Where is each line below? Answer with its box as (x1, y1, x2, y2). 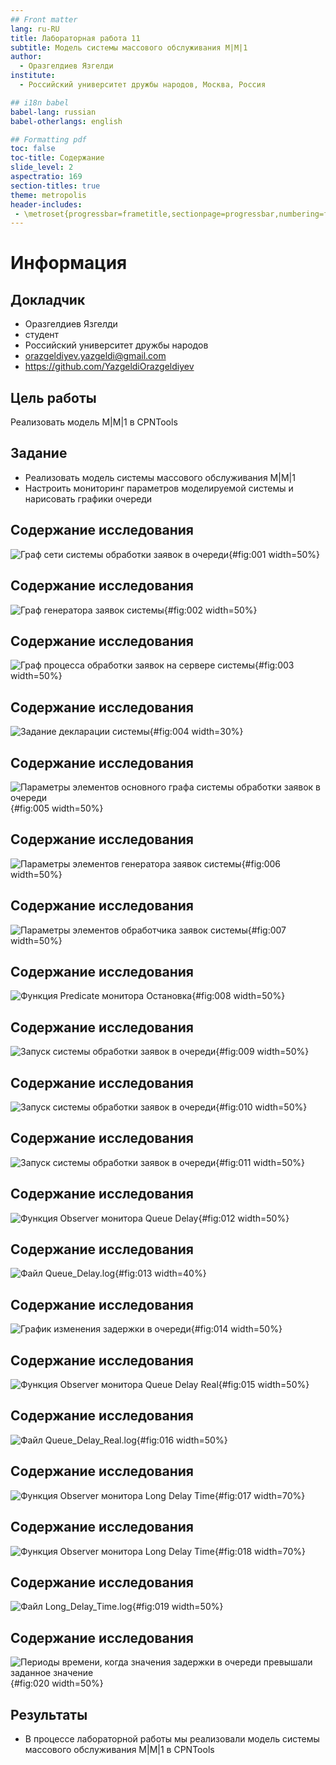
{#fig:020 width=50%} (10, 1677, 104, 1690)
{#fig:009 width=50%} (215, 1046, 310, 1058)
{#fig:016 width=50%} (136, 1434, 228, 1446)
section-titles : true (10, 181, 101, 191)
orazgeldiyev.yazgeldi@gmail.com (24, 350, 167, 362)
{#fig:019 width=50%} (131, 1601, 224, 1613)
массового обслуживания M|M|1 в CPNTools (24, 1743, 215, 1755)
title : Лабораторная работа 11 (10, 33, 141, 43)
